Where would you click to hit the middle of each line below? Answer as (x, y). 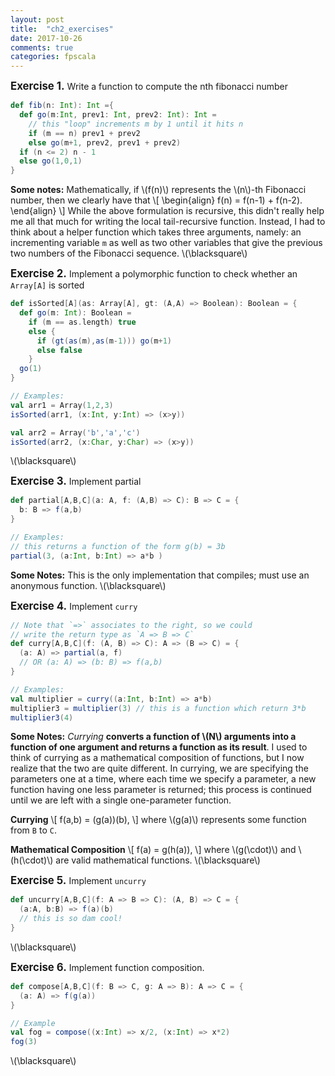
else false (59, 350)
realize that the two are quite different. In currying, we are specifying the (159, 768)
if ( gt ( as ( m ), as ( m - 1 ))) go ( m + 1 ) (104, 341)
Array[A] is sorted (47, 285)
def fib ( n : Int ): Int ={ (62, 106)
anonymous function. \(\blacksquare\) (88, 585)
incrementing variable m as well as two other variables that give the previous (166, 243)
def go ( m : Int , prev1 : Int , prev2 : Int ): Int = (118, 115)
